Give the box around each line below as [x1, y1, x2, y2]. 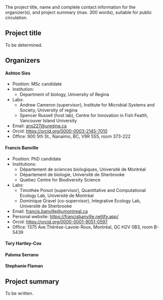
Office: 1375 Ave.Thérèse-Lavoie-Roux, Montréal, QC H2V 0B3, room [12, 224, 153, 230]
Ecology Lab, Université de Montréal [19, 192, 94, 198]
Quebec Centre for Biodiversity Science [19, 177, 101, 183]
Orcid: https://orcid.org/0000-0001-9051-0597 [12, 219, 108, 225]
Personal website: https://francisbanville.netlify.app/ [12, 213, 119, 219]
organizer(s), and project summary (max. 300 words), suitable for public [5, 9, 152, 15]
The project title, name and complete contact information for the [5, 4, 136, 10]
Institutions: [12, 161, 37, 167]
